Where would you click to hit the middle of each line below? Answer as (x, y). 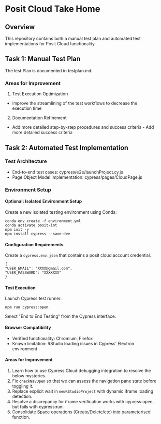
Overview (20, 27)
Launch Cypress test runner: (33, 298)
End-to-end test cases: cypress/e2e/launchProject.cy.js (67, 172)
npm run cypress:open (27, 307)
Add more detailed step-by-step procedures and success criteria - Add (83, 127)
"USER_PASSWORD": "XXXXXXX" (33, 273)
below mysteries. (29, 375)
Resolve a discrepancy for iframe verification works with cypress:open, (83, 401)
